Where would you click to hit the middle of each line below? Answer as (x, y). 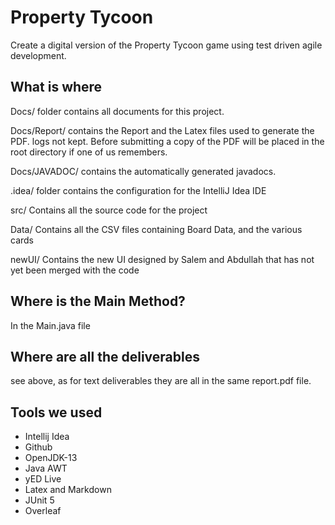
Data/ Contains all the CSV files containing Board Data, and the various (156, 229)
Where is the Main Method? (98, 301)
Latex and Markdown (68, 490)
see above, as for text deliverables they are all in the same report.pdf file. (161, 381)
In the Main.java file (50, 325)
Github (38, 447)
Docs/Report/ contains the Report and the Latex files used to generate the (162, 130)
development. (38, 55)
